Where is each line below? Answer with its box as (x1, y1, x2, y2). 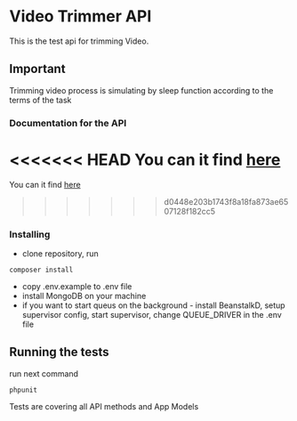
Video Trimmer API (9, 6, 152, 27)
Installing (9, 228, 51, 240)
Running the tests (9, 344, 109, 360)
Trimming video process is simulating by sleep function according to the (9, 85, 274, 95)
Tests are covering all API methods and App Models (9, 401, 199, 411)
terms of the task (9, 94, 72, 105)
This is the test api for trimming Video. (9, 36, 149, 46)
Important (9, 61, 66, 77)
